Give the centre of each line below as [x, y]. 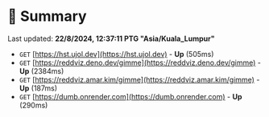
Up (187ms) [38, 88]
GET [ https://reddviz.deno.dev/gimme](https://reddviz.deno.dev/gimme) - [140, 63]
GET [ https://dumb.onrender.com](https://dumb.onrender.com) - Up [130, 96]
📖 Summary [47, 16]
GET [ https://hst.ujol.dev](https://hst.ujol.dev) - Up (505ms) [116, 54]
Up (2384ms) [41, 71]
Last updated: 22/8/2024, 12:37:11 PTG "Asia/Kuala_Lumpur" [111, 38]
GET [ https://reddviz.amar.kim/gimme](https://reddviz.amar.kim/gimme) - [139, 79]
